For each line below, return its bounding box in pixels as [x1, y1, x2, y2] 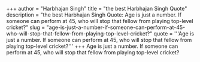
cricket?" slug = [6, 24, 46, 31]
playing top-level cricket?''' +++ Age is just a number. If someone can [6, 43, 178, 50]
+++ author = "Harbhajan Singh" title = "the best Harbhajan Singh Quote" [6, 5, 187, 12]
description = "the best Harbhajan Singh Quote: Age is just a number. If [6, 11, 182, 18]
